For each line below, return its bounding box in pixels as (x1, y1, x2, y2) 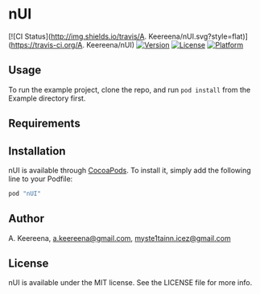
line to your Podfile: (8, 174, 73, 184)
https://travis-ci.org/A (10, 39, 83, 49)
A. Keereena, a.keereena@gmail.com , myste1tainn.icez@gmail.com (8, 233, 231, 242)
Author (8, 212, 44, 226)
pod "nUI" (8, 189, 42, 197)
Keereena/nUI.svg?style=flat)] (148, 31, 248, 41)
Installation (8, 144, 66, 158)
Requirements (8, 117, 80, 130)
